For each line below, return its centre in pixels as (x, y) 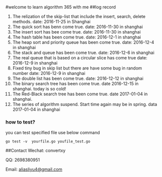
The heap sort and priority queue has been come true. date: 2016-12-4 (83, 42)
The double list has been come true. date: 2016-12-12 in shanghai (78, 78)
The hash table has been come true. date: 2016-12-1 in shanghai (77, 37)
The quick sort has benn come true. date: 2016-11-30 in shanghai (78, 27)
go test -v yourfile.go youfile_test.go (48, 142)
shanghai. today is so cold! (39, 89)
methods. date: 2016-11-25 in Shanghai (51, 22)
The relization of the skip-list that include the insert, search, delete (79, 16)
